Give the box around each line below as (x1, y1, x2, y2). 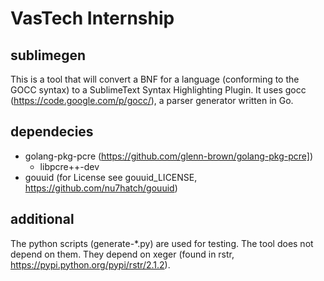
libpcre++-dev (39, 160, 100, 172)
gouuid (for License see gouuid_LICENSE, (24, 171, 198, 183)
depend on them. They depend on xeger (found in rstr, (10, 248, 235, 260)
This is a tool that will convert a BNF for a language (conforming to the (10, 73, 300, 85)
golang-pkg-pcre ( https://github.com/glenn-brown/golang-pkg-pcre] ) (24, 150, 314, 162)
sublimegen (10, 47, 86, 64)
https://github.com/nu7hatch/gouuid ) (24, 182, 178, 194)
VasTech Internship (10, 7, 175, 30)
